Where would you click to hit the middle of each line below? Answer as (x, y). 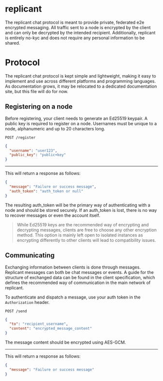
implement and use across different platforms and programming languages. (81, 81)
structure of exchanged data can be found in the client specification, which (80, 277)
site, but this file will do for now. (37, 91)
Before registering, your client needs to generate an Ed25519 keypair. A (76, 118)
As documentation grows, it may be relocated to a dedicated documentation (81, 86)
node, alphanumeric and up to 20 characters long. (55, 128)
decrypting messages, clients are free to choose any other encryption (87, 230)
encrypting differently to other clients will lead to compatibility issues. (86, 240)
